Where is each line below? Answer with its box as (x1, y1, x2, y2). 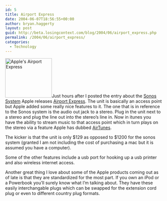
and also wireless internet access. (5, 159, 75, 165)
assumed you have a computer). (5, 144, 72, 150)
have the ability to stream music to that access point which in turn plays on (5, 119, 159, 125)
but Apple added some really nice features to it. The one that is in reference (5, 103, 160, 109)
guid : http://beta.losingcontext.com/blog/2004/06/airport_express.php (5, 30, 157, 35)
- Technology (9, 44, 37, 49)
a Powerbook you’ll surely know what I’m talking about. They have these (5, 180, 153, 186)
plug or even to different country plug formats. (5, 190, 100, 196)
